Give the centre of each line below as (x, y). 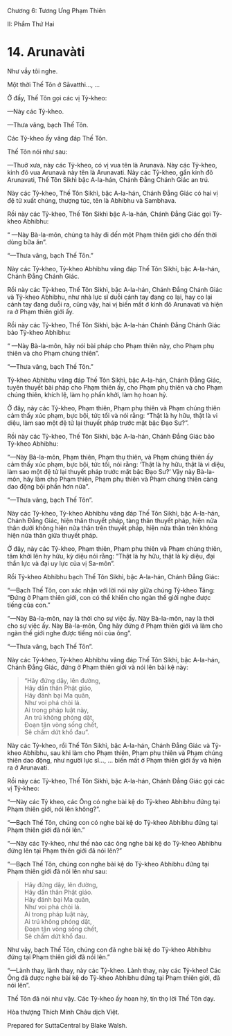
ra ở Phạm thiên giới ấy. (41, 311)
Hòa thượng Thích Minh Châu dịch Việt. (63, 1012)
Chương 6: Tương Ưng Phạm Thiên (56, 11)
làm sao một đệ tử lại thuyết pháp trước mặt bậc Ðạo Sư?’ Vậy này (101, 471)
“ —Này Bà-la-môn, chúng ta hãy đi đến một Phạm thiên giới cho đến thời (112, 235)
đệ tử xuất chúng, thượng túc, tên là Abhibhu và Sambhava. (92, 200)
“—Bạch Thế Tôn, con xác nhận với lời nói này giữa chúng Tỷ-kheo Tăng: (111, 590)
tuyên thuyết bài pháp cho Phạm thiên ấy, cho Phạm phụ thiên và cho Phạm (115, 387)
